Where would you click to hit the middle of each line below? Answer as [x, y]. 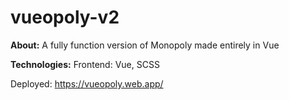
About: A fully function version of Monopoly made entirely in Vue [145, 45]
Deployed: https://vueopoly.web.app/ [87, 83]
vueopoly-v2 [65, 17]
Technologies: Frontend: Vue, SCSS [85, 64]
